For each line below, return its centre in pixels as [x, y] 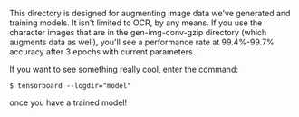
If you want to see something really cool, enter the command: [124, 69]
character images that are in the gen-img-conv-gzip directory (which [138, 32]
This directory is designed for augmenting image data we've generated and [150, 13]
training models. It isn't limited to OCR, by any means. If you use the [136, 23]
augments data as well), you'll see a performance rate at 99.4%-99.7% [142, 42]
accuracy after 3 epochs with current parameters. [102, 52]
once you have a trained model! [68, 102]
